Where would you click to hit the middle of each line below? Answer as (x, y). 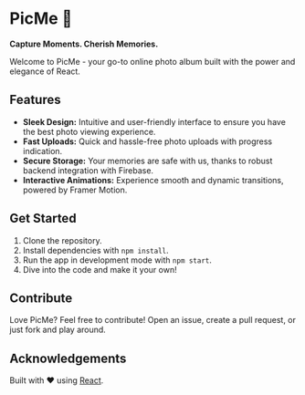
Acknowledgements (68, 358)
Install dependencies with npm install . (95, 250)
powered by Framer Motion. (75, 190)
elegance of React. (45, 71)
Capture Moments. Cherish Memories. (84, 44)
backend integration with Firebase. (88, 170)
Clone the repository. (62, 240)
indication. (42, 151)
